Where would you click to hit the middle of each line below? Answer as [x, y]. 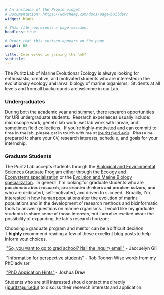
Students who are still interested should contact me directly [65, 282]
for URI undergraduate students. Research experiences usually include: [78, 117]
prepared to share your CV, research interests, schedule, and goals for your [82, 138]
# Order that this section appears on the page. [56, 41]
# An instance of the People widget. [44, 10]
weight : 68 [16, 46]
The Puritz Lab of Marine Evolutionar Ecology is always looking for [72, 73]
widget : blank [20, 19]
